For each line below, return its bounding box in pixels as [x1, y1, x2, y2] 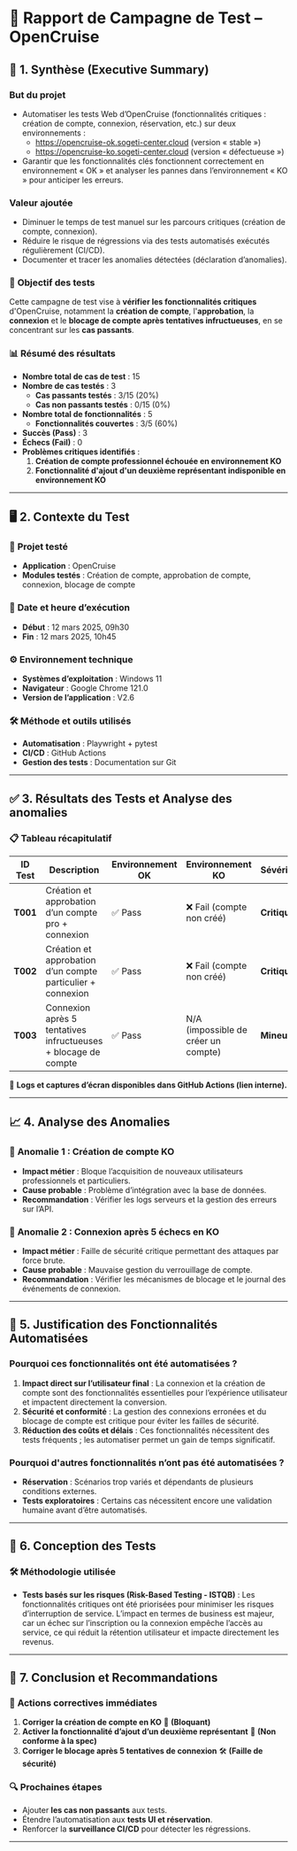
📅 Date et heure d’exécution [9, 601, 131, 614]
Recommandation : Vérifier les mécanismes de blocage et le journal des [21, 1274, 286, 1285]
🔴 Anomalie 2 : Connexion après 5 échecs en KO [9, 1226, 219, 1238]
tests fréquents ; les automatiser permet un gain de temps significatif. [21, 1434, 276, 1444]
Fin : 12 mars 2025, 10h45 [21, 631, 117, 641]
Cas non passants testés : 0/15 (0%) [34, 399, 171, 410]
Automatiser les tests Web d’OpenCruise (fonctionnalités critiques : [21, 108, 267, 119]
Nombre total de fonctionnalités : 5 [21, 408, 153, 419]
